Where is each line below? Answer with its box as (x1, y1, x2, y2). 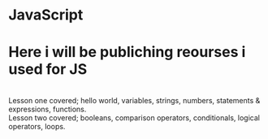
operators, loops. (8, 122, 66, 132)
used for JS (8, 60, 88, 79)
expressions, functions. (8, 104, 87, 115)
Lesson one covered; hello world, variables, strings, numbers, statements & (8, 96, 261, 106)
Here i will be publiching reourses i (8, 43, 246, 62)
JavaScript (8, 6, 84, 24)
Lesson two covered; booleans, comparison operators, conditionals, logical (8, 113, 260, 123)
